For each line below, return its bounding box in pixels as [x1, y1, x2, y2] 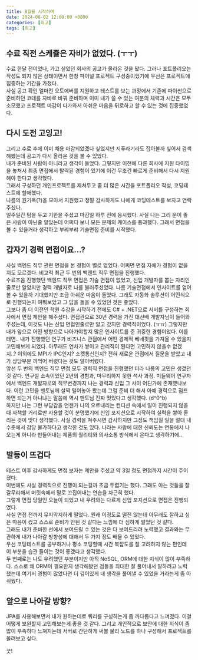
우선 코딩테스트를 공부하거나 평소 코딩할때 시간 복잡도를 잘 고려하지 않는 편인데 [6, 540, 187, 547]
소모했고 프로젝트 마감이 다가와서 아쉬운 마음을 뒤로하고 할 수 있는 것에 [6, 102, 168, 109]
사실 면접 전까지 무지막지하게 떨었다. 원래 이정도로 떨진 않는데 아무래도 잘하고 [6, 511, 184, 518]
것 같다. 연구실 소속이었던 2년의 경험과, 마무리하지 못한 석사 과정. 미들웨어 [6, 372, 176, 379]
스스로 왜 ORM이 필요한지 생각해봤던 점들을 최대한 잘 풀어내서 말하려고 [14, 562, 177, 569]
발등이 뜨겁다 [6, 450, 51, 460]
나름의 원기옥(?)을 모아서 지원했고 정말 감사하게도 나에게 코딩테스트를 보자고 [6, 196, 181, 203]
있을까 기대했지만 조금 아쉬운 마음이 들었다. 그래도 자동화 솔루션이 [18, 291, 170, 298]
